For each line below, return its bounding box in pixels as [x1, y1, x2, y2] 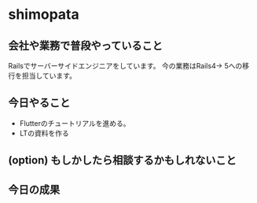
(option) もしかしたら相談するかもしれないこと [8, 153, 237, 167]
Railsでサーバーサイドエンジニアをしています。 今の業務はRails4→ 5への [8, 61, 243, 70]
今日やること [8, 96, 71, 109]
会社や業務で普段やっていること [8, 39, 163, 52]
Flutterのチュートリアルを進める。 [19, 118, 131, 127]
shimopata [8, 6, 80, 24]
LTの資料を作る [19, 128, 69, 138]
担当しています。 [21, 71, 77, 80]
